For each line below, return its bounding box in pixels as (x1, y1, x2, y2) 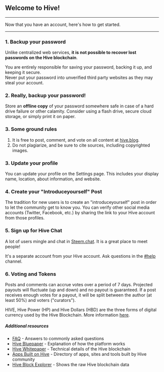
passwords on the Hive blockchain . (5, 55, 78, 61)
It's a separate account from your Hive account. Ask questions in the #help (5, 253, 156, 259)
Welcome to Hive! (5, 4, 60, 12)
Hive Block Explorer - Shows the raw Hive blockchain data (12, 361, 129, 367)
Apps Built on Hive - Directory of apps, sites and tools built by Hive (12, 351, 147, 357)
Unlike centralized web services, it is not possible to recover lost (5, 50, 137, 55)
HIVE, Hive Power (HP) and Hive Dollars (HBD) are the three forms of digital (5, 306, 157, 313)
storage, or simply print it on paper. (5, 114, 76, 120)
